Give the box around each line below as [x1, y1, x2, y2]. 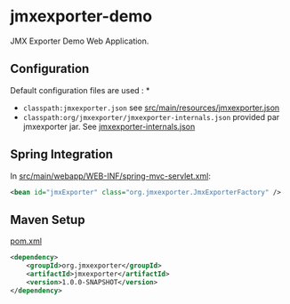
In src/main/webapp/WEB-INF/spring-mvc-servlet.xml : [10, 171, 212, 181]
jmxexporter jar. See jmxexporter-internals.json [22, 121, 196, 132]
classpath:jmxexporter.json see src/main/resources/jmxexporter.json [22, 102, 280, 113]
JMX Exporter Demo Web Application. [10, 36, 149, 46]
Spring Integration [10, 147, 114, 162]
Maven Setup [10, 212, 85, 228]
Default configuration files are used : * [10, 84, 150, 95]
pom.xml [10, 236, 43, 246]
